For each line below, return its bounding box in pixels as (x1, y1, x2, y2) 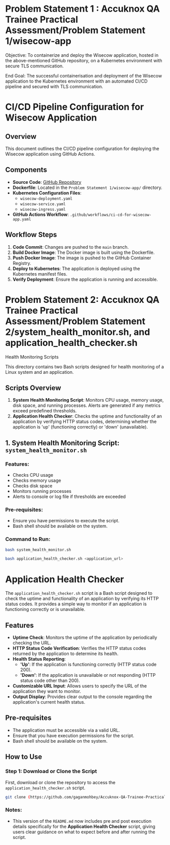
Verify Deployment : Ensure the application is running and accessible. (12, 276, 158, 282)
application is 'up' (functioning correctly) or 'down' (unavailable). (12, 424, 148, 430)
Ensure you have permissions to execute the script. (12, 518, 120, 524)
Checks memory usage (12, 477, 62, 483)
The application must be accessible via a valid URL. (12, 727, 120, 733)
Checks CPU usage (12, 472, 54, 478)
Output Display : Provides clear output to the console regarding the (12, 694, 152, 700)
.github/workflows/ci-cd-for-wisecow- (70, 212, 152, 217)
